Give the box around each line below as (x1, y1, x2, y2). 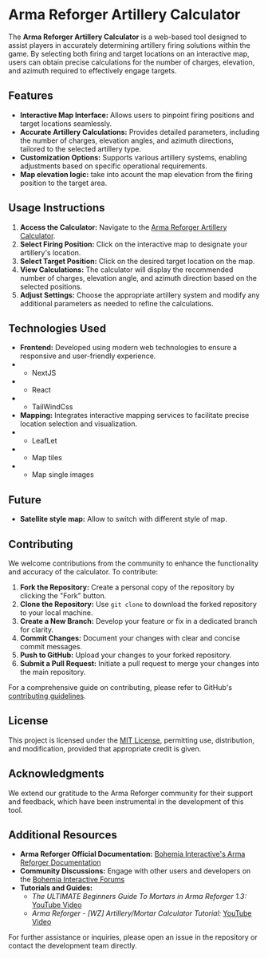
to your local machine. (19, 608, 93, 617)
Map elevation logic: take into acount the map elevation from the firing (19, 169, 254, 179)
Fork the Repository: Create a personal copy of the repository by (19, 582, 235, 592)
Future (8, 493, 42, 507)
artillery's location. (19, 247, 81, 257)
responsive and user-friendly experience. (19, 351, 156, 361)
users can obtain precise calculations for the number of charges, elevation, (8, 57, 255, 67)
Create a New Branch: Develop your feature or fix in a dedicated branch (19, 617, 258, 625)
